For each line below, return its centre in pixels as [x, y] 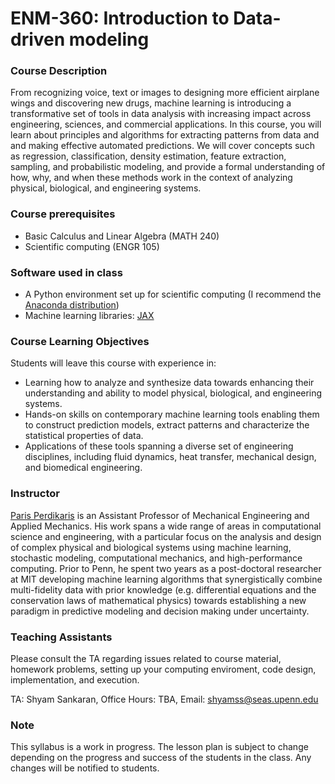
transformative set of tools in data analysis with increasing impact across [161, 114]
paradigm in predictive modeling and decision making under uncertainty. [160, 611]
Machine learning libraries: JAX [89, 316]
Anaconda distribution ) [72, 305]
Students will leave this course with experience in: [113, 363]
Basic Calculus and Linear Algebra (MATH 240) [122, 236]
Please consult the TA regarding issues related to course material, [146, 658]
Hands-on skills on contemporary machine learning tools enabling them [172, 414]
